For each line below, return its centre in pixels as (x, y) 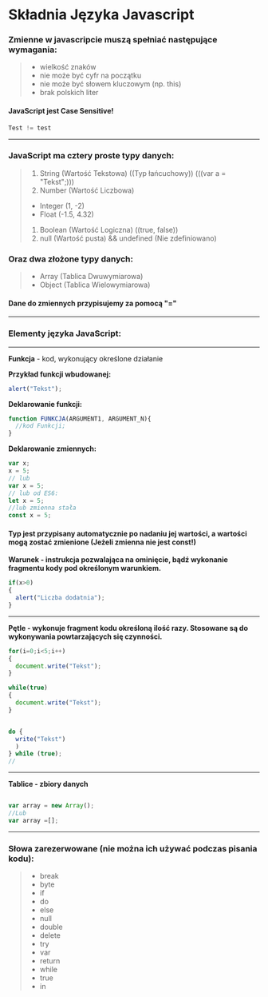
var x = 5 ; (26, 485)
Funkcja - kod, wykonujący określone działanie (86, 358)
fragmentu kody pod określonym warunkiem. (85, 568)
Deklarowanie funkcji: (45, 404)
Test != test (30, 128)
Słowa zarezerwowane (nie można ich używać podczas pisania (133, 848)
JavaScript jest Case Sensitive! (61, 111)
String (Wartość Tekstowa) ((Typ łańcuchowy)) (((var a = (133, 173)
